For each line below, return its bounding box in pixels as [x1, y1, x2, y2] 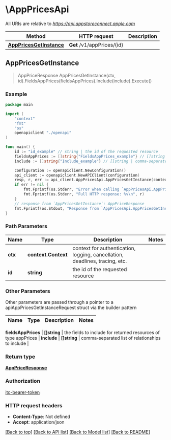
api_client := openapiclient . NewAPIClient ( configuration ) [14, 172, 140, 178]
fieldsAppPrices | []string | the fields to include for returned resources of [5, 329, 160, 336]
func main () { [5, 144, 36, 149]
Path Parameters [5, 223, 47, 230]
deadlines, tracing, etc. [72, 257, 127, 265]
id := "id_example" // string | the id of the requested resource [14, 149, 158, 155]
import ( [5, 111, 24, 116]
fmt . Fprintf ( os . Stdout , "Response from [14, 206, 99, 211]
